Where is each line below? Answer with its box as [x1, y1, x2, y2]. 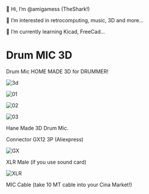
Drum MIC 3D [6, 49, 72, 62]
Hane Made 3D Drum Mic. [6, 124, 69, 131]
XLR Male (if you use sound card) [6, 158, 86, 165]
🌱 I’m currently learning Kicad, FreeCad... [6, 28, 105, 35]
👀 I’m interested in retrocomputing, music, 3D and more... [6, 17, 144, 23]
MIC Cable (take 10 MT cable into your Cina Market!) [6, 181, 133, 188]
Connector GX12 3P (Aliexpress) [6, 136, 84, 143]
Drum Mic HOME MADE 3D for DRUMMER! [6, 68, 109, 75]
